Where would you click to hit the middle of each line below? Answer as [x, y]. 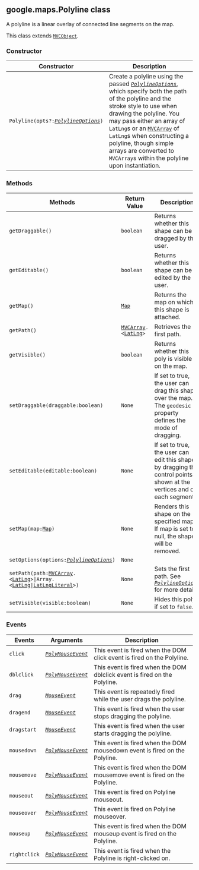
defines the [170, 420]
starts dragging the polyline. [133, 733]
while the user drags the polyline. [140, 699]
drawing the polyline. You [144, 114]
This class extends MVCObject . [42, 36]
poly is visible [173, 359]
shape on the [172, 514]
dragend [20, 712]
